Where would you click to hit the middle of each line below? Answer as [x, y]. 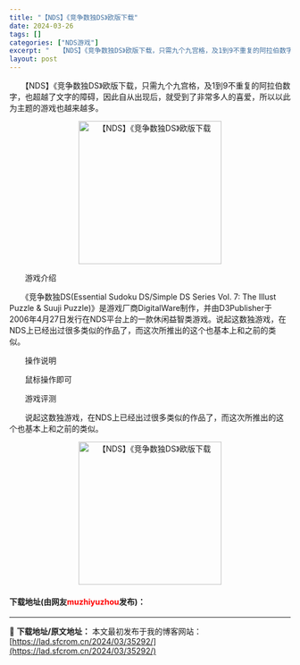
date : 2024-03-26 [42, 26]
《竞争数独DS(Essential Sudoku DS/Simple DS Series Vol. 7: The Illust [150, 297]
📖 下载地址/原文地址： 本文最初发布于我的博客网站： [106, 632]
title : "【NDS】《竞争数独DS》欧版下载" [74, 17]
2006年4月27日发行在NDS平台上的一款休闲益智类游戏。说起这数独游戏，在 [148, 319]
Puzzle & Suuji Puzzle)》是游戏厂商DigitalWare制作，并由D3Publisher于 [141, 308]
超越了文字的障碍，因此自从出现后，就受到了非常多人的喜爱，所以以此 [162, 97]
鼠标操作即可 [48, 379]
